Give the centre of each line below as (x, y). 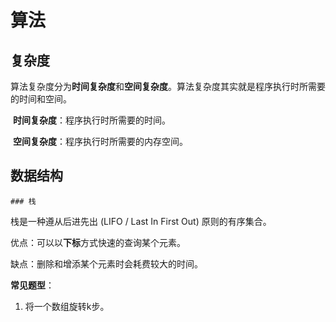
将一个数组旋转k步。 (67, 306)
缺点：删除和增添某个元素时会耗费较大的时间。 (106, 263)
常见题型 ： (32, 285)
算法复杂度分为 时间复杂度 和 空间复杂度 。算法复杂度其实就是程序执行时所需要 (168, 86)
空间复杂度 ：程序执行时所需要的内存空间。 (100, 141)
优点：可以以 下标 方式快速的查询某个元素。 (98, 242)
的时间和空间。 (41, 99)
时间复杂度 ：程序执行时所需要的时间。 (91, 120)
